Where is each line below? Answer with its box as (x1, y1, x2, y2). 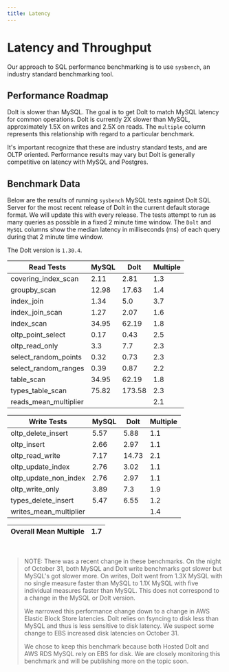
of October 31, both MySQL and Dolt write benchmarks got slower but (23, 565, 222, 573)
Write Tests (28, 417, 67, 427)
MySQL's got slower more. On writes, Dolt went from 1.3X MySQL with (23, 572, 223, 580)
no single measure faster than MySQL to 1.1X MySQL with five (23, 579, 199, 587)
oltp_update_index (10, 462, 70, 472)
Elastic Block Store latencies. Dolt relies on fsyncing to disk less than (23, 614, 219, 623)
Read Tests (28, 262, 67, 272)
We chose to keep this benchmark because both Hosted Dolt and (23, 642, 210, 651)
